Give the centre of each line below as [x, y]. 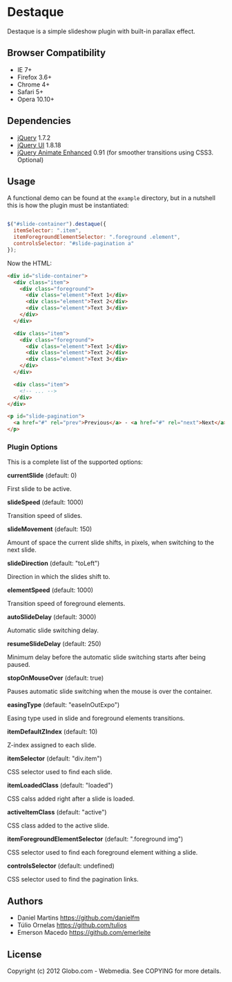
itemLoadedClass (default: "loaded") [60, 785]
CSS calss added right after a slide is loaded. [71, 799]
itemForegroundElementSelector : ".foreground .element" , [97, 237]
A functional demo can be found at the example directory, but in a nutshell [112, 198]
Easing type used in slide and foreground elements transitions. [96, 718]
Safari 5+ [30, 91]
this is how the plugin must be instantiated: [68, 206]
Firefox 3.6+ [35, 77]
